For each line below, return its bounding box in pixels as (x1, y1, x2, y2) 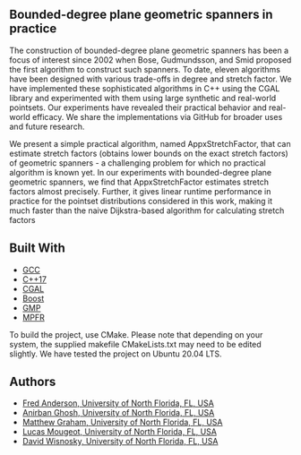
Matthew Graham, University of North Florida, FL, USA (21, 416, 223, 428)
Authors (9, 374, 56, 390)
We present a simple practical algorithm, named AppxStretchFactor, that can (9, 138, 291, 149)
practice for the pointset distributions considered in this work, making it (9, 195, 273, 206)
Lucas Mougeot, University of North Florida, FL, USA (21, 426, 218, 437)
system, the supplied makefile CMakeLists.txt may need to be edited (9, 339, 262, 349)
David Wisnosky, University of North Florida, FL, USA (21, 436, 219, 447)
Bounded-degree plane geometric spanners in (9, 7, 273, 22)
